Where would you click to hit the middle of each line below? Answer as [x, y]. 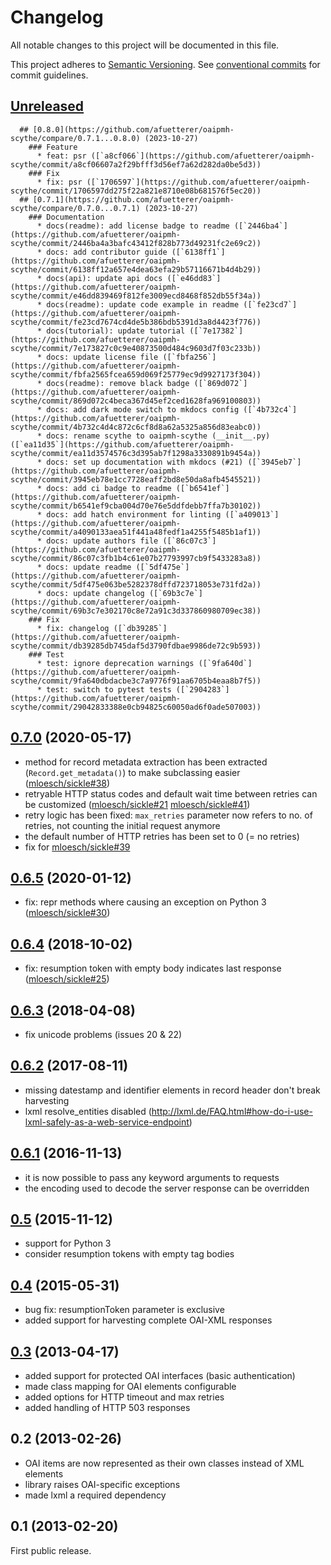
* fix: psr [59, 182]
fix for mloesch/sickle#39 [77, 847]
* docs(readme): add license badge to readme [133, 226]
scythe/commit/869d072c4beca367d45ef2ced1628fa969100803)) [136, 401]
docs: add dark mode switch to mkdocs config [143, 409]
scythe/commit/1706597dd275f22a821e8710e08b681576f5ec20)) [136, 191]
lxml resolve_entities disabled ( [88, 1111]
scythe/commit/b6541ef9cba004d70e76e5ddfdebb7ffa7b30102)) [136, 506]
